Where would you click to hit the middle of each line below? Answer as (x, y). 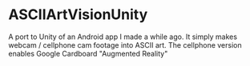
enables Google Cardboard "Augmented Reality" (88, 53)
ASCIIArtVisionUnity (78, 15)
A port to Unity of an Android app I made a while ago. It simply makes (123, 37)
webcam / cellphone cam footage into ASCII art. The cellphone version (125, 45)
